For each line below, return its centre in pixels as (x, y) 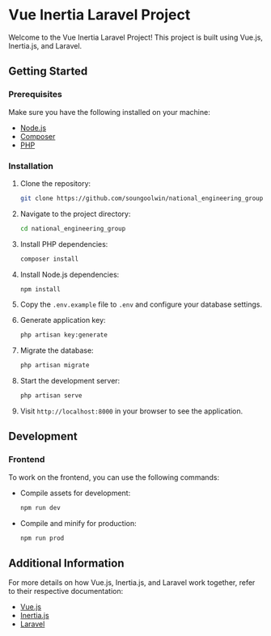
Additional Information (66, 563)
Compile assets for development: (75, 493)
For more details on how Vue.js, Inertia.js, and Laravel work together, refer (132, 583)
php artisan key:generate (64, 335)
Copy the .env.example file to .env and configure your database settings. (141, 304)
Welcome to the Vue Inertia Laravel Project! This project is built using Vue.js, (135, 37)
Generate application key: (63, 320)
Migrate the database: (57, 350)
